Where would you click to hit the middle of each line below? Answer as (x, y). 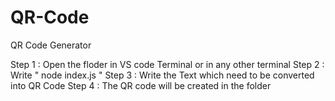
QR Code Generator (51, 45)
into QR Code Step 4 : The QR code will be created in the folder (141, 85)
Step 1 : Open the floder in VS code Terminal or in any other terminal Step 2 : (167, 64)
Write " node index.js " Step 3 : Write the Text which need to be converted (162, 75)
